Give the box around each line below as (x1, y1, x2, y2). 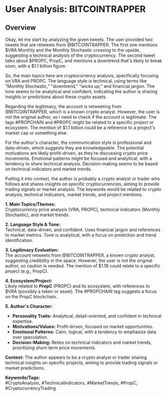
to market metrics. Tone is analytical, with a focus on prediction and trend (5, 232, 157, 238)
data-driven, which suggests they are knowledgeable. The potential (5, 145, 144, 150)
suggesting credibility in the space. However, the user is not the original (5, 258, 153, 264)
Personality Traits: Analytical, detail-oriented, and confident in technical (12, 313, 162, 319)
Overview (5, 23, 36, 32)
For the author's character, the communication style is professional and (5, 139, 152, 145)
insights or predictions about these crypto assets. (5, 94, 107, 100)
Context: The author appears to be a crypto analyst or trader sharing (5, 355, 147, 360)
